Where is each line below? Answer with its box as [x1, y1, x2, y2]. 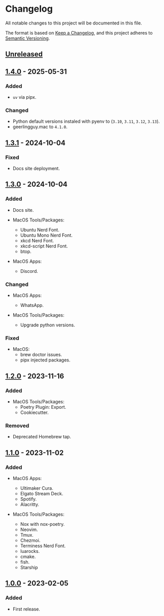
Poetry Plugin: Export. [20, 404, 66, 410]
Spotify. [20, 496, 37, 502]
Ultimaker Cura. [20, 485, 53, 491]
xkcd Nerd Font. [20, 237, 54, 243]
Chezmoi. [20, 537, 41, 543]
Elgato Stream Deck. [20, 490, 64, 496]
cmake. [20, 553, 36, 559]
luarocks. [20, 548, 40, 554]
